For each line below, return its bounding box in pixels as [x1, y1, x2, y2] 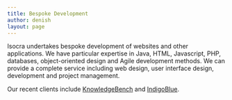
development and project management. [7, 72, 120, 80]
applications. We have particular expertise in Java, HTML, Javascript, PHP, [7, 49, 221, 58]
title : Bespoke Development [7, 10, 89, 17]
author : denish [7, 17, 51, 24]
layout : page [7, 23, 45, 30]
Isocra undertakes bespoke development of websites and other [7, 42, 189, 51]
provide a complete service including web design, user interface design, [7, 64, 214, 73]
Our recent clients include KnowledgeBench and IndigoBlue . [7, 85, 179, 94]
